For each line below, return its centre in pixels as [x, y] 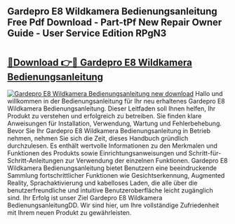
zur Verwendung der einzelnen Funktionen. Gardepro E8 [146, 161]
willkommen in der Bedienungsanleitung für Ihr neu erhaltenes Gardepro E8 [116, 101]
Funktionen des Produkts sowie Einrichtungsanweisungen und [97, 153]
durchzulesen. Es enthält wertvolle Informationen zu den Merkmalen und [112, 146]
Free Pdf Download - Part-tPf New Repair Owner [115, 23]
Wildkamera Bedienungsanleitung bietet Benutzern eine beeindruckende [112, 168]
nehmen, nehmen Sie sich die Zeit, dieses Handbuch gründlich [98, 138]
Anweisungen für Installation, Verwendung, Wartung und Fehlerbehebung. [115, 123]
